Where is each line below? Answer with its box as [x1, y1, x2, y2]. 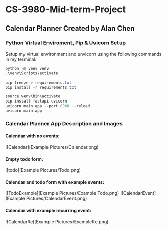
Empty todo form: [5, 156, 43, 162]
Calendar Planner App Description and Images [5, 120, 123, 127]
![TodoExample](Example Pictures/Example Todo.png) [5, 190, 119, 196]
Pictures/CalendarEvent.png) [26, 195, 87, 202]
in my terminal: [5, 56, 37, 62]
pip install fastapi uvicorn [5, 98, 67, 104]
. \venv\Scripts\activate [5, 70, 58, 76]
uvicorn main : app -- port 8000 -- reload [5, 104, 90, 109]
